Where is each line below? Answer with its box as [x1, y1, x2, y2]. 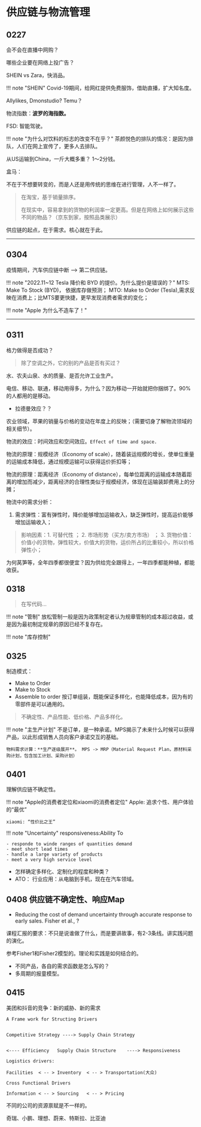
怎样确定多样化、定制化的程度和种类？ [14, 868, 109, 875]
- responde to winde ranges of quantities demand [6, 841, 133, 847]
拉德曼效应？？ [14, 405, 52, 412]
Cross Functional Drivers [6, 1080, 71, 1086]
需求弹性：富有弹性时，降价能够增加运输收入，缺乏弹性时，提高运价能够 [14, 511, 193, 518]
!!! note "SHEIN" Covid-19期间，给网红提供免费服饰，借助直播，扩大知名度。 [6, 84, 195, 91]
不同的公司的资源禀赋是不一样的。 [6, 1101, 90, 1109]
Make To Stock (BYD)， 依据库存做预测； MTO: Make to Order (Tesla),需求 [6, 286, 190, 294]
